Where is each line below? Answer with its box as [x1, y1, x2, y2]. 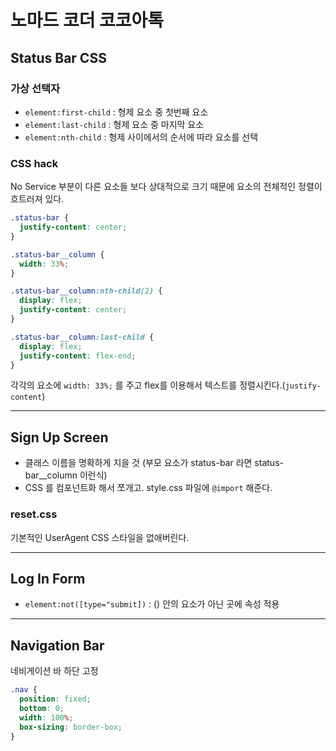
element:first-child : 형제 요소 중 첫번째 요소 [24, 106, 209, 118]
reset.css [10, 507, 58, 521]
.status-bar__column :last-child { [10, 332, 155, 342]
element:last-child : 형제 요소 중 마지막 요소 [24, 118, 205, 130]
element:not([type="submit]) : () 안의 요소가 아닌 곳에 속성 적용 [24, 598, 280, 610]
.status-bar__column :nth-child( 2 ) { [10, 286, 163, 296]
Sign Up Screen [10, 429, 109, 446]
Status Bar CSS [10, 49, 107, 66]
